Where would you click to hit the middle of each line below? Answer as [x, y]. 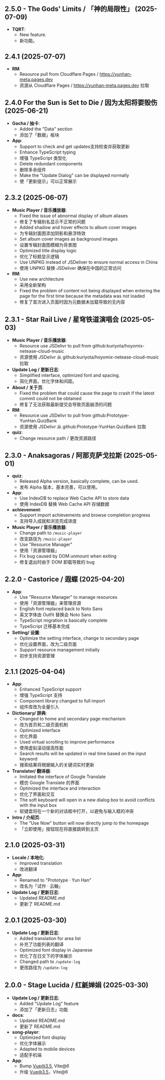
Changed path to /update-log [50, 962]
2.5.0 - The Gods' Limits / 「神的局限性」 [69, 9]
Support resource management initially [59, 650]
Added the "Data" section [46, 129]
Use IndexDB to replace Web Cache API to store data [74, 498]
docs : [18, 1015]
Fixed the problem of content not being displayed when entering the [90, 291]
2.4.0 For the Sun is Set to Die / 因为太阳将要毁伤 [81, 103]
